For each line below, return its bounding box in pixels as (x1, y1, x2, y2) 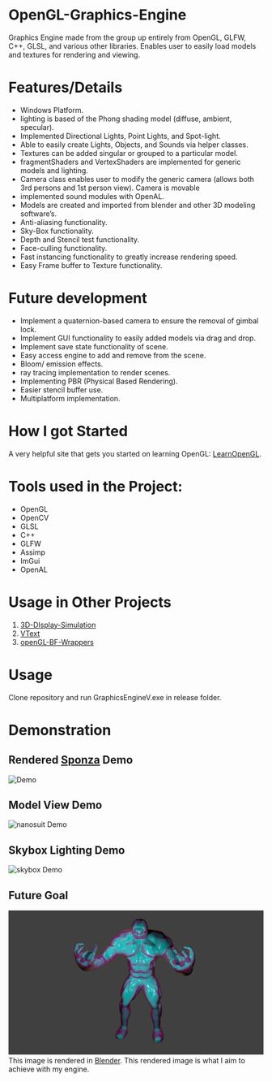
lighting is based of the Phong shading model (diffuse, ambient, (19, 114, 232, 123)
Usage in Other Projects (8, 593, 172, 611)
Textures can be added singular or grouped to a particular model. (19, 148, 239, 158)
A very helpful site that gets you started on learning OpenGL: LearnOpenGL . (8, 448, 261, 458)
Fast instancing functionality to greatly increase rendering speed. (19, 252, 238, 262)
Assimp (19, 547, 46, 557)
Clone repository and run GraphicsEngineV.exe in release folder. (8, 692, 222, 702)
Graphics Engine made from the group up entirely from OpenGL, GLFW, (8, 32, 247, 42)
